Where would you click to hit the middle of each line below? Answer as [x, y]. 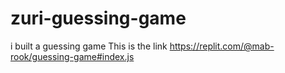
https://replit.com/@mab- [222, 46]
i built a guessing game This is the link [89, 46]
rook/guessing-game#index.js [72, 56]
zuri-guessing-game [98, 18]
